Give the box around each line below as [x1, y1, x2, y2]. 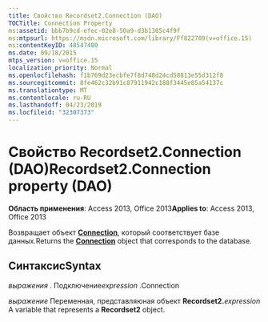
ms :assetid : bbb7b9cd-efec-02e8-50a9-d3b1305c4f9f [8, 26, 181, 34]
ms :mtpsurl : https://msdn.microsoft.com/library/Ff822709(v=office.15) [8, 34, 252, 42]
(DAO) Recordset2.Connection [8, 160, 211, 179]
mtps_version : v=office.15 [8, 57, 98, 65]
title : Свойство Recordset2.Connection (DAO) [8, 11, 162, 20]
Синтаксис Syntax [8, 260, 102, 273]
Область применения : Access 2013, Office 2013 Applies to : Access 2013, [8, 203, 254, 213]
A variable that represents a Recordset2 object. [8, 304, 166, 314]
